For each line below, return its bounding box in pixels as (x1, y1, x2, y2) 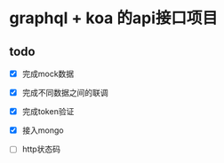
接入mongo (21, 125, 64, 136)
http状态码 (21, 144, 60, 155)
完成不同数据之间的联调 (21, 88, 108, 98)
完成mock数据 (21, 68, 75, 79)
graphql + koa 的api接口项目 (9, 8, 218, 28)
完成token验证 (21, 106, 75, 117)
